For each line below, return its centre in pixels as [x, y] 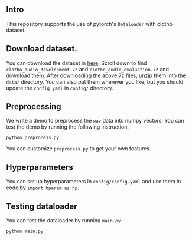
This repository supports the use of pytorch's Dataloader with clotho [90, 24]
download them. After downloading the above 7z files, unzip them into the [96, 75]
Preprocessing [34, 106]
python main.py [25, 231]
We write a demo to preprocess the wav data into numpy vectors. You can [95, 121]
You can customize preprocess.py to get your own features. [79, 149]
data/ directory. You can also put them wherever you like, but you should [95, 81]
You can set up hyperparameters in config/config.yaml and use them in [94, 182]
